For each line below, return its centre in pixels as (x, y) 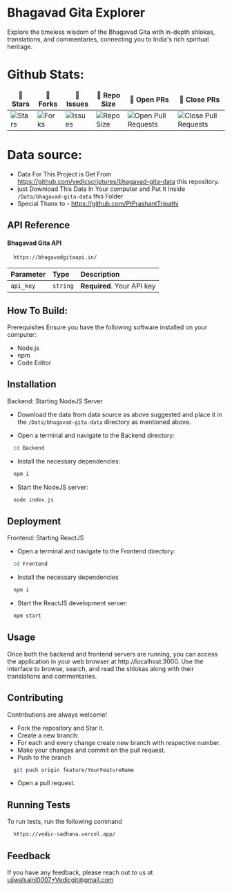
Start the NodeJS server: (52, 487)
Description (100, 275)
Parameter (28, 275)
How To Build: (37, 310)
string (63, 286)
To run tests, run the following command (65, 822)
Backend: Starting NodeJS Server (55, 401)
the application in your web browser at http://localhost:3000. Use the (105, 661)
